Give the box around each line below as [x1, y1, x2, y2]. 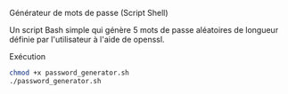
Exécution [9, 51, 46, 61]
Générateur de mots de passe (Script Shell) [9, 8, 169, 18]
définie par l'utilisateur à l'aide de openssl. [9, 35, 165, 44]
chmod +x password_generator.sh [9, 68, 129, 77]
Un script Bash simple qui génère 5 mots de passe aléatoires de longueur [9, 25, 279, 35]
